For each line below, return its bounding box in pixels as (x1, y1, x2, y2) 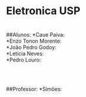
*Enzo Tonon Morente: (6, 37, 62, 45)
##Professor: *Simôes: (6, 86, 62, 93)
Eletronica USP (6, 4, 81, 18)
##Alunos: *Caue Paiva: (6, 31, 65, 38)
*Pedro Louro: (6, 56, 41, 63)
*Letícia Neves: (6, 50, 44, 57)
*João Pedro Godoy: (6, 44, 57, 51)
